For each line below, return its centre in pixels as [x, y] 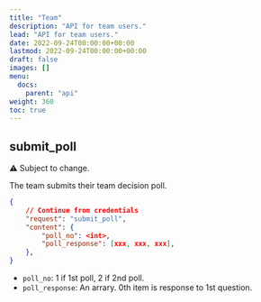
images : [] [30, 69]
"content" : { [50, 227]
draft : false [34, 59]
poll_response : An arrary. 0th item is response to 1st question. [137, 288]
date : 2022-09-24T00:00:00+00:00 [72, 43]
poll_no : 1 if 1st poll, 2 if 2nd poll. [83, 278]
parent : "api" [52, 93]
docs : [28, 85]
